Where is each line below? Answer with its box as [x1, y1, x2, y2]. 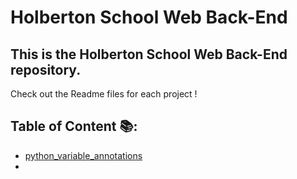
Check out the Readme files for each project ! [10, 88, 198, 100]
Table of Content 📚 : [10, 118, 138, 135]
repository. [10, 61, 82, 78]
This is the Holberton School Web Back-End [10, 46, 288, 63]
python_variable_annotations [24, 149, 143, 161]
